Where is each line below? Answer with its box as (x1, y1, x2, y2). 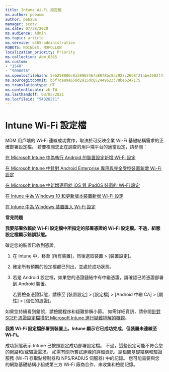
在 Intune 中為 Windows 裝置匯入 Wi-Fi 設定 (5, 204, 96, 210)
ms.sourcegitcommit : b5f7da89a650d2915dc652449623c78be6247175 (5, 78, 141, 83)
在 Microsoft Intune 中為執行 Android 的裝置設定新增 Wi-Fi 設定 (5, 154, 136, 161)
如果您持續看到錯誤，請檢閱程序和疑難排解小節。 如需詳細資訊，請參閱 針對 (5, 308, 161, 314)
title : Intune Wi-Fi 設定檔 (5, 7, 62, 13)
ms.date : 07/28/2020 (5, 26, 49, 31)
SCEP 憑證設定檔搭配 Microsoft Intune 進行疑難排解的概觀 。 (5, 315, 130, 321)
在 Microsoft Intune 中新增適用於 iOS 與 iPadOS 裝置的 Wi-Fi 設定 (5, 182, 140, 188)
